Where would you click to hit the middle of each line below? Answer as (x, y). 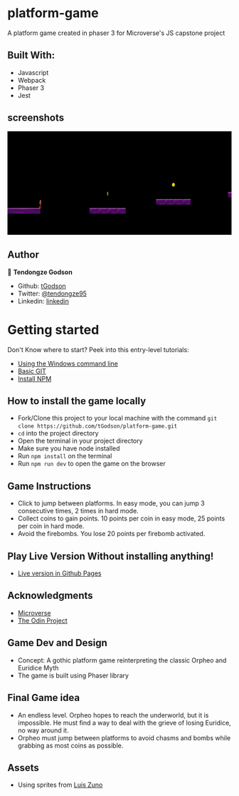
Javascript (33, 72)
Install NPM (34, 378)
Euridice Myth (38, 667)
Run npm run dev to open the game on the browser (91, 464)
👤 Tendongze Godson (40, 272)
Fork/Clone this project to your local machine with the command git (117, 418)
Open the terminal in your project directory (80, 441)
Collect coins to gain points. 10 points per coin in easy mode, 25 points (121, 518)
